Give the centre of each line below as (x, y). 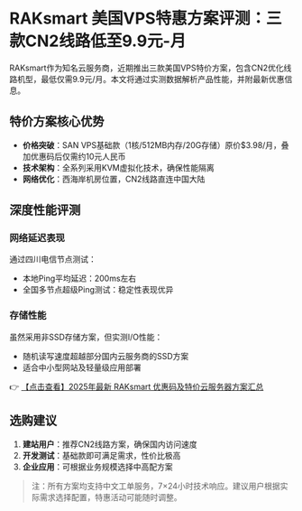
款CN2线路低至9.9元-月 (98, 41)
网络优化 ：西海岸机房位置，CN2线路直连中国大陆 (114, 179)
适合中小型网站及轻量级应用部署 (82, 367)
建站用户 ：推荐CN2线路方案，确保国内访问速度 (110, 444)
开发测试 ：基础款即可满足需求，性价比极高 (101, 455)
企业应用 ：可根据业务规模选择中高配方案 (97, 467)
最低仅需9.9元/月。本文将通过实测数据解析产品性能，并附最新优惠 (162, 79)
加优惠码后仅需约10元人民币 (74, 156)
